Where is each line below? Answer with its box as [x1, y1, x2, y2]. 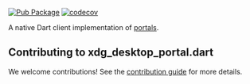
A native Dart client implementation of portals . [8, 23, 159, 32]
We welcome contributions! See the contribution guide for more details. [8, 67, 243, 76]
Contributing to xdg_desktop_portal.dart [8, 46, 213, 59]
